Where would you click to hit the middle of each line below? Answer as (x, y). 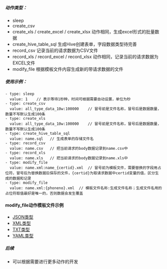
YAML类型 (23, 236)
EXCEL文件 (24, 63)
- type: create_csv (25, 103)
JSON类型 (23, 217)
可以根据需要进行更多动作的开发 (45, 262)
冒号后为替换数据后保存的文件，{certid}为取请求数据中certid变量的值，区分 (86, 173)
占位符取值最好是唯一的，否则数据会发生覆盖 (44, 193)
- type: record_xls (25, 153)
